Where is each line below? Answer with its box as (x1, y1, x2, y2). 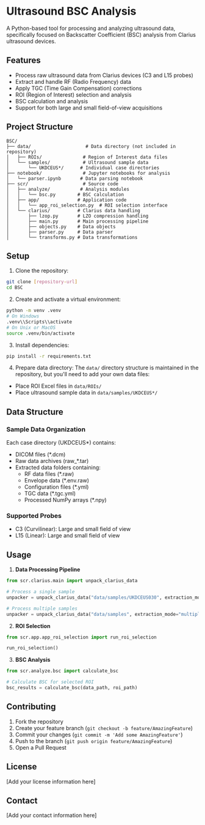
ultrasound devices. (6, 37, 56, 45)
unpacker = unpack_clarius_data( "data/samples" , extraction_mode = (6, 611, 179, 617)
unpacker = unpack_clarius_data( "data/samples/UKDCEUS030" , (6, 594, 163, 601)
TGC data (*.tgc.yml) (24, 490, 76, 497)
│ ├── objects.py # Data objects (6, 223, 116, 230)
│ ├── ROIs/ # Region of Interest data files (6, 154, 168, 160)
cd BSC (6, 284, 23, 291)
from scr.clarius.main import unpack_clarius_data (6, 578, 138, 584)
